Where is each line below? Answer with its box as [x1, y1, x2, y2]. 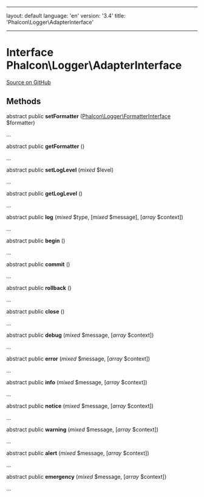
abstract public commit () [6, 260, 70, 268]
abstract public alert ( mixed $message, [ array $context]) [6, 449, 150, 457]
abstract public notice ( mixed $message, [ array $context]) [6, 402, 154, 409]
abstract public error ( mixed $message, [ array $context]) [6, 354, 151, 362]
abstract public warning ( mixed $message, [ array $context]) [6, 426, 159, 433]
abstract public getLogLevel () [6, 189, 83, 197]
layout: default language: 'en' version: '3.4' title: [6, 12, 126, 19]
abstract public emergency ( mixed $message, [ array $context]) [6, 473, 167, 480]
